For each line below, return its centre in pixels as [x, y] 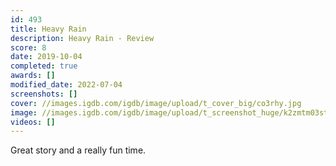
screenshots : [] [44, 94]
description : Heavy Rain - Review [82, 38]
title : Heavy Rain [48, 29]
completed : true [44, 66]
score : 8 [28, 47]
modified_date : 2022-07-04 [66, 85]
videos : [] [33, 122]
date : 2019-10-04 [46, 57]
